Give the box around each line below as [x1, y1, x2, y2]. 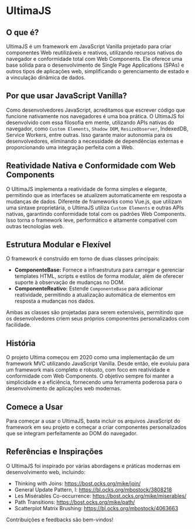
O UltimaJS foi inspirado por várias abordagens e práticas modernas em [6, 462, 180, 469]
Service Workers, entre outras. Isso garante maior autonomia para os [6, 131, 173, 138]
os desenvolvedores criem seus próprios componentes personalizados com [6, 315, 189, 322]
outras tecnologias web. [6, 222, 64, 229]
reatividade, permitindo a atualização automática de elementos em [14, 291, 176, 298]
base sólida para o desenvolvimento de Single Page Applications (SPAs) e [6, 61, 184, 68]
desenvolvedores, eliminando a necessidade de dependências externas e [6, 138, 184, 145]
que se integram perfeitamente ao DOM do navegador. [6, 430, 138, 437]
